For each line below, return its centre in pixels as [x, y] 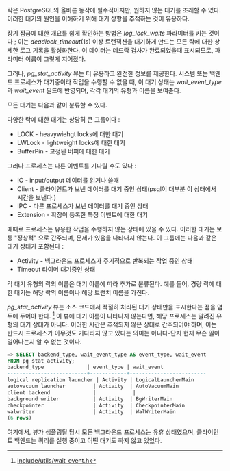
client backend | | [72, 392]
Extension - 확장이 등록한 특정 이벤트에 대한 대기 [82, 215]
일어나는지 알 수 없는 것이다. [44, 342]
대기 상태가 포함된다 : [35, 246]
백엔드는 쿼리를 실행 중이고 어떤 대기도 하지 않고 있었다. [88, 441]
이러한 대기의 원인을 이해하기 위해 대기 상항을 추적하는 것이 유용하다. [98, 18]
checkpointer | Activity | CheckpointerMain [96, 405]
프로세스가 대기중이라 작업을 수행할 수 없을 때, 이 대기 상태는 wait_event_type [118, 82]
